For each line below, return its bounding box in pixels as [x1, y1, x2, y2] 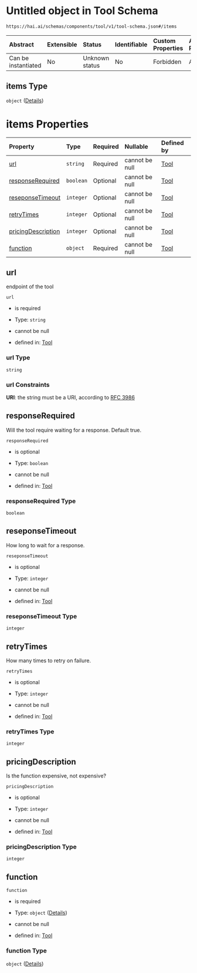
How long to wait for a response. [6, 541, 85, 548]
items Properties [6, 117, 89, 130]
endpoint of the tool [6, 283, 54, 290]
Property [9, 142, 35, 150]
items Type [6, 81, 48, 92]
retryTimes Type [6, 727, 55, 735]
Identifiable [114, 40, 148, 48]
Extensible [46, 40, 77, 48]
